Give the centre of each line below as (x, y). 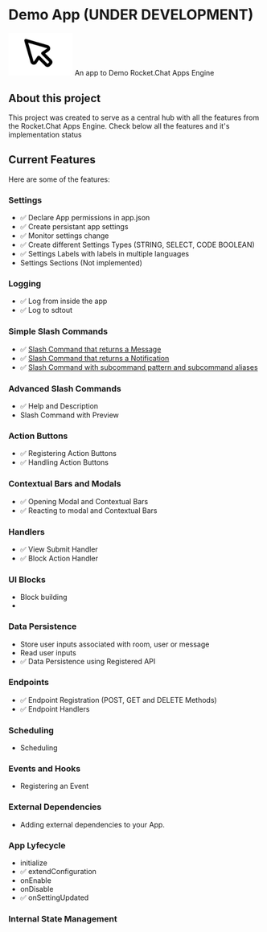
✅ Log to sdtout (46, 310)
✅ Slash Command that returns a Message (90, 349)
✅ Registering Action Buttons (68, 454)
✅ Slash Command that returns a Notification (94, 358)
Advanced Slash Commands (65, 388)
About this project (55, 98)
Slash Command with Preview (69, 415)
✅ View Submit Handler (59, 549)
